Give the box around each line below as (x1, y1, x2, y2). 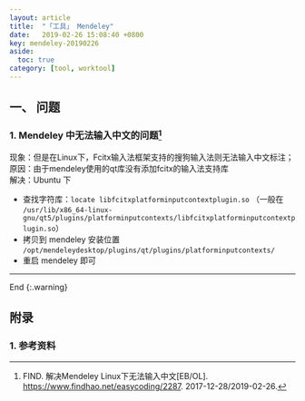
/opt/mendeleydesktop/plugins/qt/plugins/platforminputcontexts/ (22, 246, 275, 255)
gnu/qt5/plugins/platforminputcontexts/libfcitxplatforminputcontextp (22, 214, 296, 223)
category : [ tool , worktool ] (9, 64, 116, 73)
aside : (9, 47, 34, 56)
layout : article (9, 13, 71, 23)
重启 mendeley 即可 (22, 255, 97, 266)
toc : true (17, 55, 54, 64)
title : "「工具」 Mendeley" (9, 22, 114, 31)
